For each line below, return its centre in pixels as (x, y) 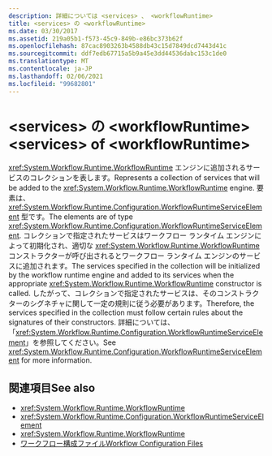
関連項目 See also (52, 387)
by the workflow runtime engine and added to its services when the (121, 275)
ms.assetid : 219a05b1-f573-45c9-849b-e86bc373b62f (96, 39)
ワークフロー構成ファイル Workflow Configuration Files (112, 444)
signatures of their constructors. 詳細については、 (91, 322)
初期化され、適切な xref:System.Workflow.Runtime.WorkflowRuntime (144, 246)
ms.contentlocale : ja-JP (50, 69)
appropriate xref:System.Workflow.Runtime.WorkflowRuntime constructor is (135, 284)
